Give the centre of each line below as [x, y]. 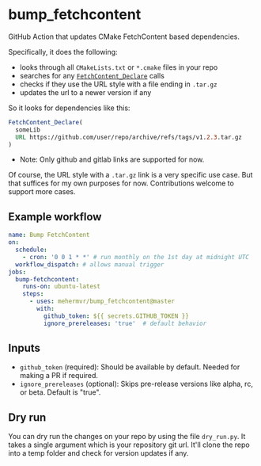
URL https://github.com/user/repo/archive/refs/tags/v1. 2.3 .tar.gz [129, 137]
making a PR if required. [59, 376]
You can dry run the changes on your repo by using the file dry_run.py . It [127, 437]
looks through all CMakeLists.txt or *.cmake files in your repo [119, 67]
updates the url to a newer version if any [85, 92]
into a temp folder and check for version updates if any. [98, 453]
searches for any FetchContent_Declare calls [92, 75]
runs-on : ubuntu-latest [62, 287]
